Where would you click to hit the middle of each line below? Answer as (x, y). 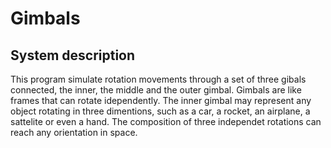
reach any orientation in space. (74, 132)
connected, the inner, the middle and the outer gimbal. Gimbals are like (156, 90)
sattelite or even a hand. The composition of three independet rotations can (166, 121)
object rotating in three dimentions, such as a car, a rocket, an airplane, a (160, 111)
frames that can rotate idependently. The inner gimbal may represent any (161, 100)
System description (73, 55)
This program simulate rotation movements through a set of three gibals (158, 79)
